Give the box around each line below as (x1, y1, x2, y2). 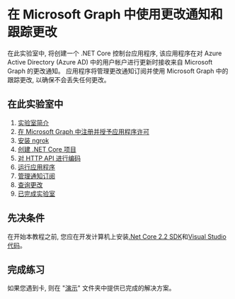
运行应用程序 (17, 162, 55, 171)
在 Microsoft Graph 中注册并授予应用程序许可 (17, 127, 150, 135)
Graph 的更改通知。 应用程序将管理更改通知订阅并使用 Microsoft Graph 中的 (7, 67, 229, 75)
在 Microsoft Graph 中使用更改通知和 (7, 6, 223, 23)
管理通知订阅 (17, 171, 55, 180)
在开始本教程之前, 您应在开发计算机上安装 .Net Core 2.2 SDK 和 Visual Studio (7, 232, 227, 241)
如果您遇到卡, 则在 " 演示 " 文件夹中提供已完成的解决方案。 (7, 284, 176, 293)
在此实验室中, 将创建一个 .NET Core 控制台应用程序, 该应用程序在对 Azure (7, 49, 222, 57)
